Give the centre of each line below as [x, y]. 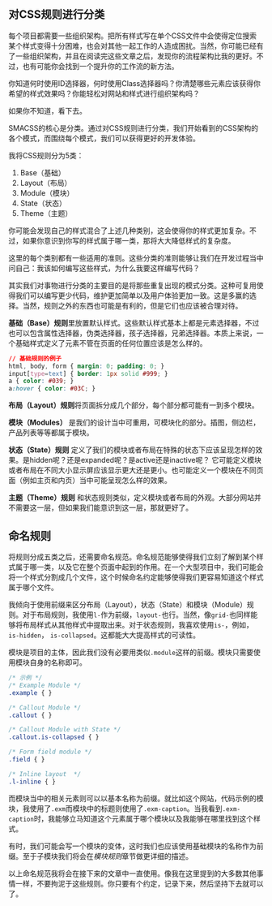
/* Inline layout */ [45, 774]
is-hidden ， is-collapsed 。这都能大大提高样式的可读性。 [104, 635]
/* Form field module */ [50, 752]
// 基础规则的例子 [35, 358]
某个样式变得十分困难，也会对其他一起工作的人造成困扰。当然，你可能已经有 [136, 45]
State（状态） [43, 203]
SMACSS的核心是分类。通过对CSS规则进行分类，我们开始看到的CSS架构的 [134, 127]
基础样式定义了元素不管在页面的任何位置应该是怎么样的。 [111, 343]
